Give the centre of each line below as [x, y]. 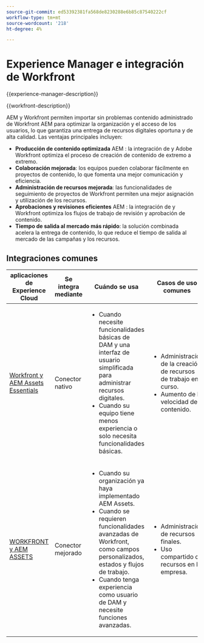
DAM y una [114, 345]
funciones [113, 617]
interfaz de [114, 352]
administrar [115, 383]
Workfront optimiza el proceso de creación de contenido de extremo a [103, 155]
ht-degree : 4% [24, 29]
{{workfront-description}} [39, 106]
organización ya [121, 481]
